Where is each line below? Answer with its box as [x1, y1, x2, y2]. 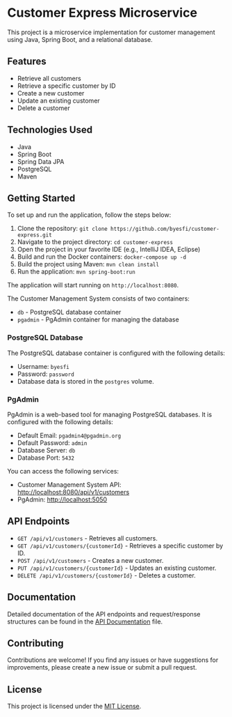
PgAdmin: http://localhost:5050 [17, 495, 108, 504]
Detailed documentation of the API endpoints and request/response [7, 610, 201, 618]
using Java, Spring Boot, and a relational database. [7, 35, 153, 43]
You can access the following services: [7, 467, 119, 475]
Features [7, 56, 47, 68]
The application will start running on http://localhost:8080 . [7, 281, 179, 289]
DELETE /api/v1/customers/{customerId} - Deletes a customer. [17, 571, 196, 580]
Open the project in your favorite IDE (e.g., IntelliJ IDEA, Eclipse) [17, 246, 201, 254]
